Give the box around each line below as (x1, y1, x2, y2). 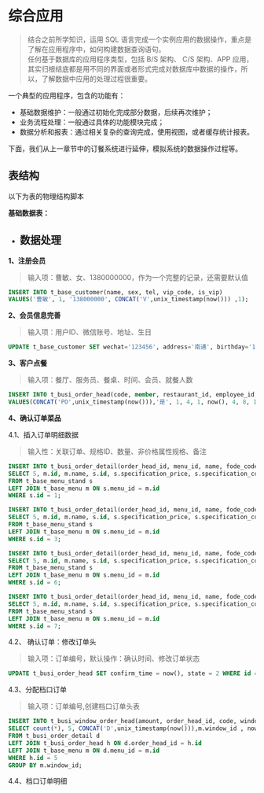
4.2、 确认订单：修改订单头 (8, 637, 97, 647)
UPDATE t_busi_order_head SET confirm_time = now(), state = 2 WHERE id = (8, 669, 258, 677)
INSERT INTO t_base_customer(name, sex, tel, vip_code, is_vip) (8, 288, 223, 296)
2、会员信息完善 (8, 311, 61, 320)
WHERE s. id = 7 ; (8, 622, 61, 630)
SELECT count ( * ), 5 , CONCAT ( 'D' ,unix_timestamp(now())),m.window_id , (8, 725, 244, 732)
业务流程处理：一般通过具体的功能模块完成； (19, 117, 165, 127)
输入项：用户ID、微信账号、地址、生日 (27, 327, 152, 337)
